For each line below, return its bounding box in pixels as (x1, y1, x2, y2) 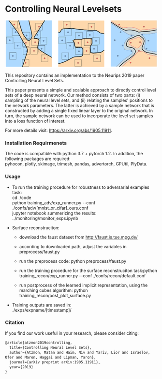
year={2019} (9, 364, 34, 369)
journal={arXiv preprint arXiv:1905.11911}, (9, 360, 101, 364)
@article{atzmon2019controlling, (5, 340, 73, 345)
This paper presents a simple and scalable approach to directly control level (5, 87, 156, 93)
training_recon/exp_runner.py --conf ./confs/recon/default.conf (19, 272, 146, 278)
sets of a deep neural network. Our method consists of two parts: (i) (5, 92, 141, 98)
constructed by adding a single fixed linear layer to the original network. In (5, 108, 153, 113)
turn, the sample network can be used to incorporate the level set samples (5, 113, 153, 119)
